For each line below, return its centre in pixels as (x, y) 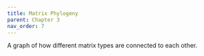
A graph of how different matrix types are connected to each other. (102, 46)
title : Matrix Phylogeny (43, 13)
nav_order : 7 (26, 26)
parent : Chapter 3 (33, 20)
